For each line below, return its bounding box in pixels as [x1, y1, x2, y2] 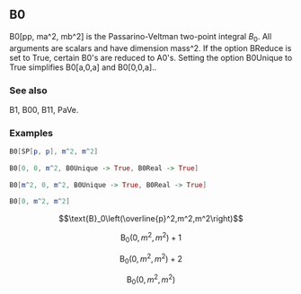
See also [9, 84, 48, 97]
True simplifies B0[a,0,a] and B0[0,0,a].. [9, 62, 157, 73]
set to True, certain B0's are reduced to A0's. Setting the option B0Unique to [9, 52, 293, 63]
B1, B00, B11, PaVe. [9, 104, 79, 115]
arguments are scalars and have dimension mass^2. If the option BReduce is [9, 42, 292, 53]
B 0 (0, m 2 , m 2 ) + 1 [120, 230, 182, 245]
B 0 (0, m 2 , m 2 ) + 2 [120, 251, 182, 266]
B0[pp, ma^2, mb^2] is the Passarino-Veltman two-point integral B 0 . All [9, 30, 272, 44]
